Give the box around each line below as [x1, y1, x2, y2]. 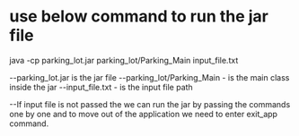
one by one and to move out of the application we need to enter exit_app [9, 108, 278, 119]
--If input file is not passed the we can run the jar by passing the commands [9, 98, 291, 109]
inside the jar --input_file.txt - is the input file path [9, 81, 193, 92]
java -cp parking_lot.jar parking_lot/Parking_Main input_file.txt [9, 55, 239, 65]
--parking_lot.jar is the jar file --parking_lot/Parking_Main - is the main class [9, 72, 290, 82]
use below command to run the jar [9, 6, 269, 27]
